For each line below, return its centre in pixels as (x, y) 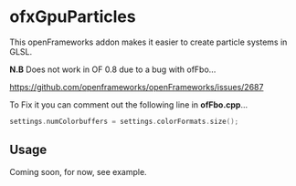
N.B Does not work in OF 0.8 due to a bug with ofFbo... (113, 69)
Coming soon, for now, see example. (79, 171)
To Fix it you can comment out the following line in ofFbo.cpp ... (129, 104)
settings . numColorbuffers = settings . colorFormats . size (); (124, 121)
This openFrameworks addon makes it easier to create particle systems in (148, 42)
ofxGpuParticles (73, 17)
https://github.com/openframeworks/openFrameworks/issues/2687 (137, 87)
